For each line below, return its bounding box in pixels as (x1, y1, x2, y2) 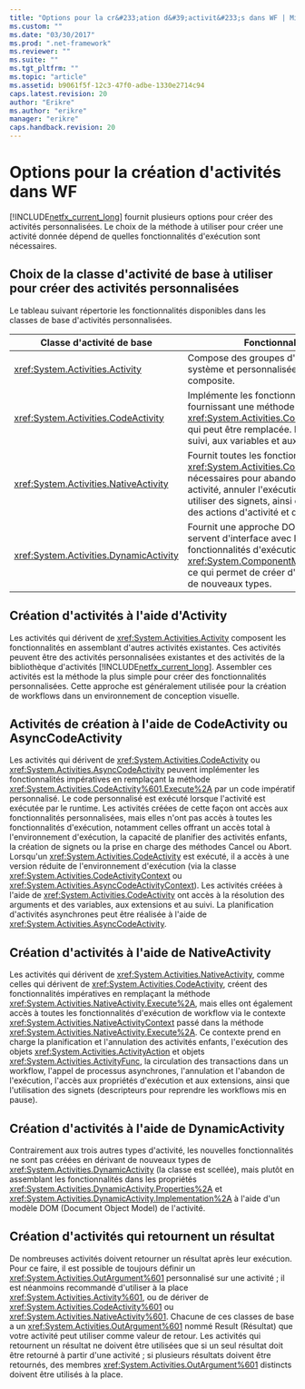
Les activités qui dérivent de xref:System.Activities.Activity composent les (9, 632, 287, 643)
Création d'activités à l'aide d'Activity (9, 608, 228, 624)
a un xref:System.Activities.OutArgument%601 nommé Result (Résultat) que (9, 1320, 293, 1331)
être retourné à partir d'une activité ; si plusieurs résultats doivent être (9, 1349, 271, 1360)
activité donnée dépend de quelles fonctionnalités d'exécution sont (9, 231, 261, 241)
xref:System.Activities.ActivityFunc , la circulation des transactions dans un (9, 1056, 289, 1067)
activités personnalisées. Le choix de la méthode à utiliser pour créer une (9, 221, 284, 231)
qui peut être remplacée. (187, 423, 292, 436)
